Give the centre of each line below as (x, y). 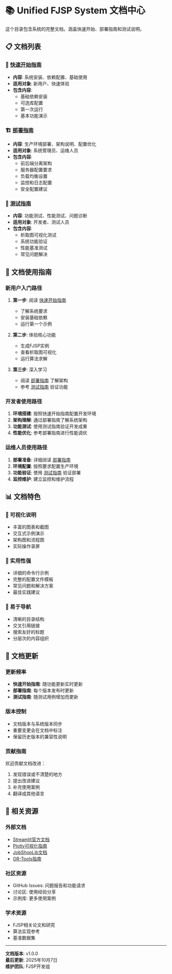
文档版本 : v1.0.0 (22, 953)
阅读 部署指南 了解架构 (44, 380)
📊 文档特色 (23, 497)
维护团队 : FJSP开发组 (28, 966)
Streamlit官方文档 (31, 839)
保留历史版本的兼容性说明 (40, 737)
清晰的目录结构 (28, 619)
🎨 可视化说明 (21, 514)
